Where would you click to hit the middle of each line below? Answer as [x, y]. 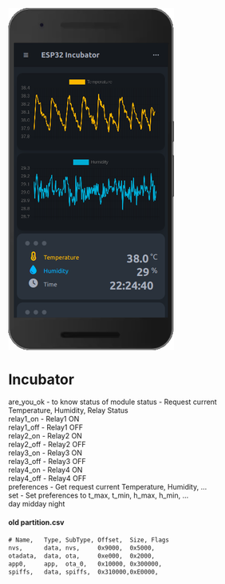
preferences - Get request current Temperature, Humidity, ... [108, 486]
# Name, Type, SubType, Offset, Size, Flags [89, 540]
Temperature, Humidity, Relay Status [69, 410]
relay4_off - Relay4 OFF [47, 478]
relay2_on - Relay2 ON [45, 435]
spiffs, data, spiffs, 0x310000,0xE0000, [83, 572]
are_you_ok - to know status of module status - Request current [112, 402]
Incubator [41, 380]
